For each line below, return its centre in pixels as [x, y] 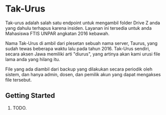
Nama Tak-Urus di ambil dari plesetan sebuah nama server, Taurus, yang [81, 43]
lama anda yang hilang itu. [33, 59]
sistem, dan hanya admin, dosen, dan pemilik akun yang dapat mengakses [83, 74]
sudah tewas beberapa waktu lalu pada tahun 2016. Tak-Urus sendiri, [78, 48]
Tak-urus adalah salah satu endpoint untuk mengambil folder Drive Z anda [83, 23]
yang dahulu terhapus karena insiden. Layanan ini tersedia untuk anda [79, 28]
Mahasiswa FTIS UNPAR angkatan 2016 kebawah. [57, 33]
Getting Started [30, 96]
